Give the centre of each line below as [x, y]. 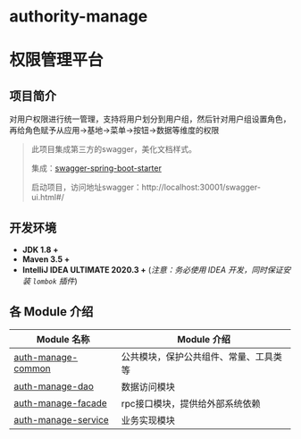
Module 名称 [63, 339]
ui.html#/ [47, 198]
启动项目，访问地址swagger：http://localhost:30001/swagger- [146, 187]
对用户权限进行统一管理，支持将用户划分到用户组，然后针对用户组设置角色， [150, 119]
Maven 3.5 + [46, 259]
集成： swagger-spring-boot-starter [96, 168]
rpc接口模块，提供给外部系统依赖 [191, 403]
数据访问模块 [148, 386]
